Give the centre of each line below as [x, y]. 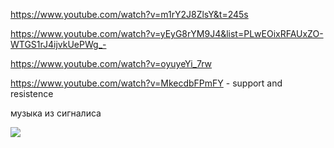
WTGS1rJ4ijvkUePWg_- [58, 44]
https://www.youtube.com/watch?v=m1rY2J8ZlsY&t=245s [129, 14]
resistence [32, 93]
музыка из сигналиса [56, 113]
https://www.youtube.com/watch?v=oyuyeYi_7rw [111, 63]
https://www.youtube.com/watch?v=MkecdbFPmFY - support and [146, 83]
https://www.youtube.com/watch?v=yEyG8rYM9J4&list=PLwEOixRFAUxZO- [167, 33]
